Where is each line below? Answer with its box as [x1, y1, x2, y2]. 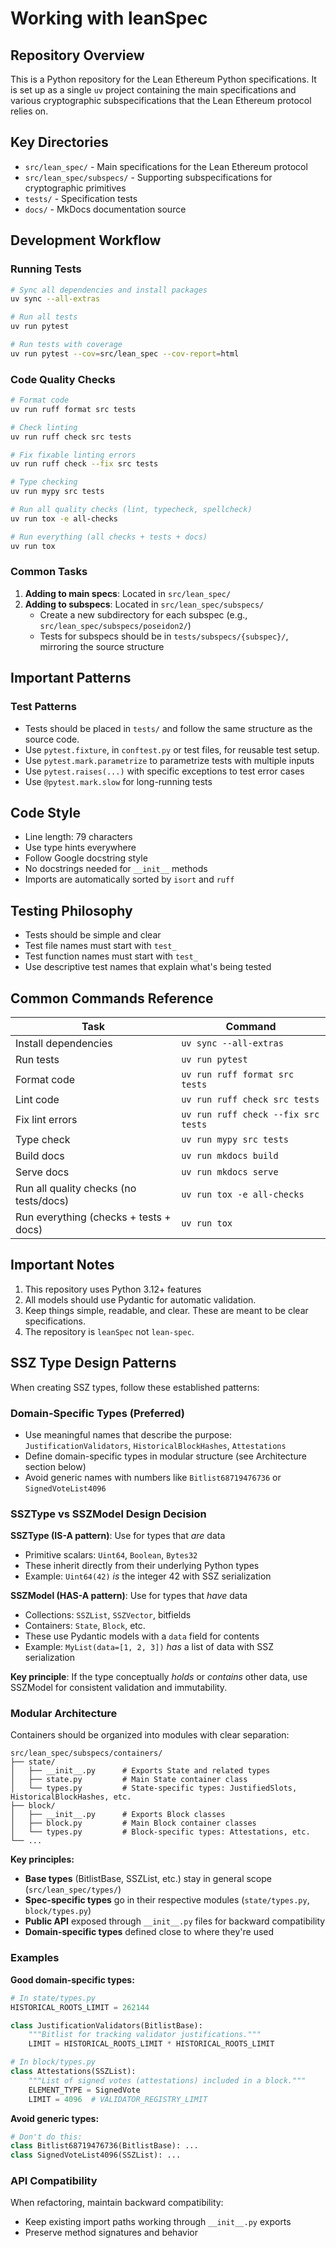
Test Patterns [10, 700, 77, 714]
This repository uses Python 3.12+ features [24, 1283, 202, 1295]
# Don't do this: [10, 2132, 83, 2142]
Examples [10, 1951, 60, 1965]
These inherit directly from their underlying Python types [24, 1560, 260, 1572]
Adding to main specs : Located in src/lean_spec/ [24, 587, 232, 599]
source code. [24, 733, 80, 745]
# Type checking [10, 477, 78, 487]
